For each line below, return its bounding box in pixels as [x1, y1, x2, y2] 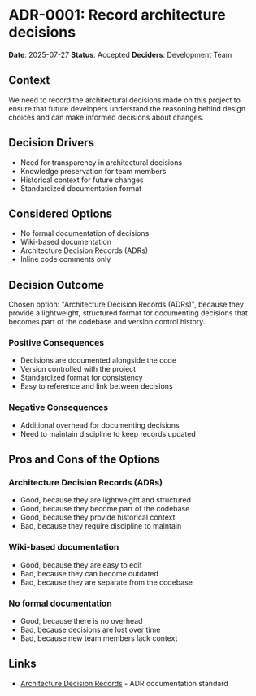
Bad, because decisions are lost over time [20, 624, 161, 635]
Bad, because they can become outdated [20, 568, 158, 578]
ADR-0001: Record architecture [8, 6, 226, 24]
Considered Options [8, 207, 112, 220]
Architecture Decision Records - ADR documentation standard [20, 678, 229, 688]
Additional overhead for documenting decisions [20, 420, 180, 430]
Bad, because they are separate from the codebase [20, 577, 193, 587]
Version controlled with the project [20, 364, 137, 374]
